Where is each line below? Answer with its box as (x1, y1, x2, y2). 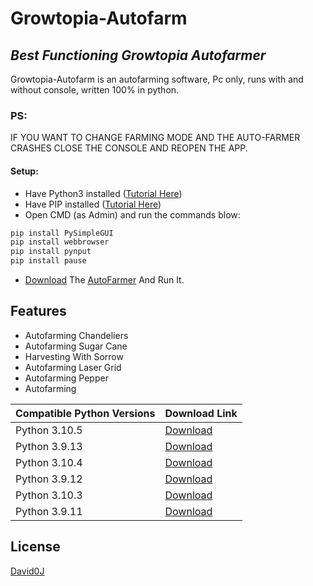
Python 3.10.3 (15, 488, 83, 502)
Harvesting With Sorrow (24, 350, 124, 362)
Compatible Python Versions (15, 406, 156, 420)
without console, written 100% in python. (10, 84, 180, 96)
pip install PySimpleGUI (10, 228, 114, 238)
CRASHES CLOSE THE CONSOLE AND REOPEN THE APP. (10, 142, 248, 154)
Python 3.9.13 (15, 439, 83, 453)
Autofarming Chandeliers (24, 329, 129, 341)
